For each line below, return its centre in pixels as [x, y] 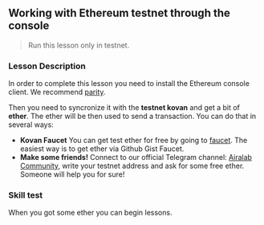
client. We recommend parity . [57, 92]
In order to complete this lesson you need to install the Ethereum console [129, 84]
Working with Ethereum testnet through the [120, 13]
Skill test [26, 195]
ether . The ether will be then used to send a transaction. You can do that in [132, 117]
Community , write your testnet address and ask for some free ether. [132, 166]
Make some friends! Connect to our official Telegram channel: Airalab [136, 157]
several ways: [31, 125]
